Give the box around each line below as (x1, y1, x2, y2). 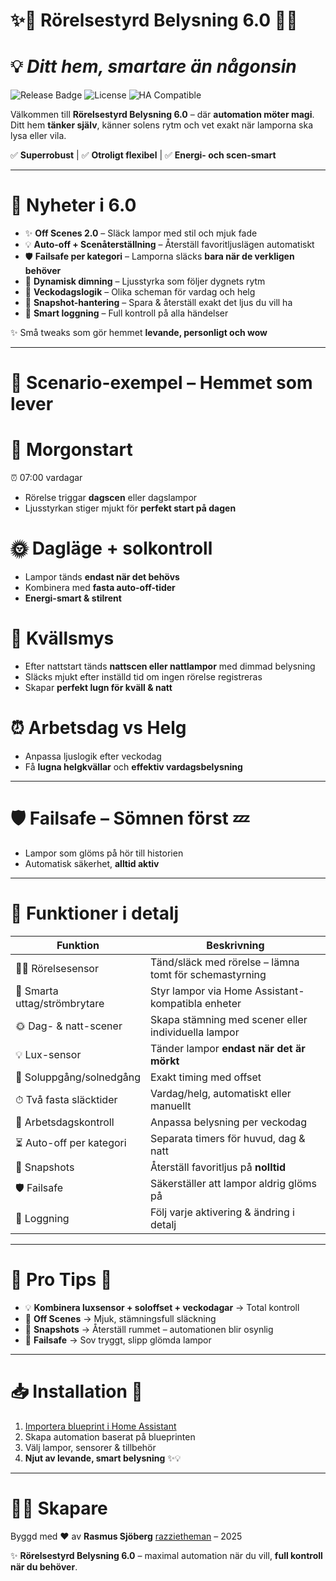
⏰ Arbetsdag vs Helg (10, 717, 187, 739)
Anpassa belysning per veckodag (149, 1115, 308, 1129)
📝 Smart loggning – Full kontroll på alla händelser (24, 307, 229, 319)
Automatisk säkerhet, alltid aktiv (24, 857, 160, 869)
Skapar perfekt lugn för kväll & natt (24, 682, 173, 694)
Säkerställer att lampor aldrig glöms (149, 1176, 318, 1190)
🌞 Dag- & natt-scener (15, 1019, 123, 1033)
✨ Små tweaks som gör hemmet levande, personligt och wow (10, 327, 268, 339)
